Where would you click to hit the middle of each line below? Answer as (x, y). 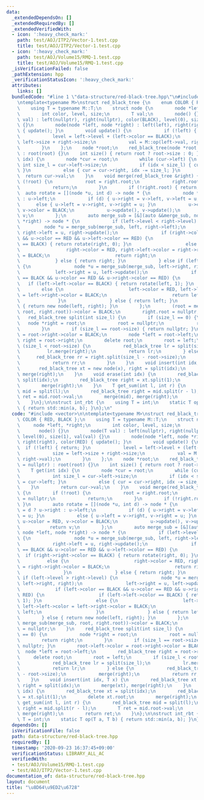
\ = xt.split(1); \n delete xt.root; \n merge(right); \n (107, 697)
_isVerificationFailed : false (50, 68)
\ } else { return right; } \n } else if (100, 261)
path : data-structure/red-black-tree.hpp (65, 736)
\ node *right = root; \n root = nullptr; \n (91, 323)
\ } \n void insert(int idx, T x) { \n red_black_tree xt (107, 680)
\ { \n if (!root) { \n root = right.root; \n (97, 493)
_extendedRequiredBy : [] (43, 23)
